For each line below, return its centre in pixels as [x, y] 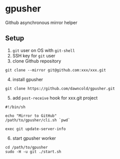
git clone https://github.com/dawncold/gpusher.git [60, 88]
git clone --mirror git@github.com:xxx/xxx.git [56, 70]
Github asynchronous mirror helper [41, 22]
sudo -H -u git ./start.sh [33, 151]
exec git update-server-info [35, 129]
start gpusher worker [34, 138]
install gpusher [28, 79]
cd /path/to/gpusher [27, 147]
